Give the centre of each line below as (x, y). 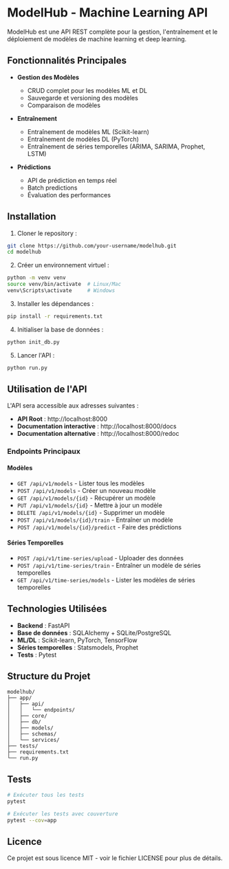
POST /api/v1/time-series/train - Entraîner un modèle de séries (109, 565)
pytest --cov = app (32, 820)
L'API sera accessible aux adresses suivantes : (73, 406)
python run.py (28, 368)
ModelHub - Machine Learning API (108, 13)
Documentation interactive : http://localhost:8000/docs (97, 426)
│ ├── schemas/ (32, 734)
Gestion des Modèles (48, 77)
